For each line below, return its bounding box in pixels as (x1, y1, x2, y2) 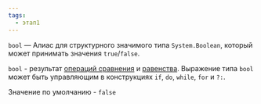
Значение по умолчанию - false (8, 87, 116, 96)
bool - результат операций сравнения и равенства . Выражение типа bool (8, 63, 254, 73)
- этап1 (15, 19, 41, 27)
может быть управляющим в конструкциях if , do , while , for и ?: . (8, 72, 226, 81)
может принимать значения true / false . (8, 48, 140, 58)
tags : (8, 11, 26, 20)
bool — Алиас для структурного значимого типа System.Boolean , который (8, 40, 253, 49)
